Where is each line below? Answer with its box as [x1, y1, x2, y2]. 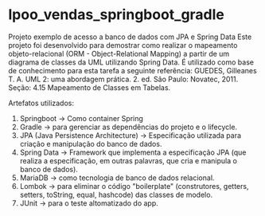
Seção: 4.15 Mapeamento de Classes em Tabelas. [8, 82, 171, 92]
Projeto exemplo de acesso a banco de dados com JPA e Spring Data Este [8, 32, 252, 41]
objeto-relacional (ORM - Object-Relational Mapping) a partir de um [8, 49, 230, 58]
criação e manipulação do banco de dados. [19, 139, 162, 148]
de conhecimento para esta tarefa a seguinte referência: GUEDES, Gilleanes [8, 65, 257, 75]
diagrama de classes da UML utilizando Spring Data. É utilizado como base [8, 57, 255, 67]
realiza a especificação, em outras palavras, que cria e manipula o [19, 155, 237, 165]
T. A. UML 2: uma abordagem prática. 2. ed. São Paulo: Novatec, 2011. [8, 74, 239, 84]
